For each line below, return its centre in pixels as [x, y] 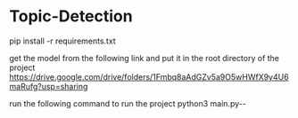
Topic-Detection [71, 16]
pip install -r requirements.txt [62, 41]
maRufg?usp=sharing [49, 86]
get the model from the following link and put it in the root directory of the [144, 58]
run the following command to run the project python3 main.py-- [128, 103]
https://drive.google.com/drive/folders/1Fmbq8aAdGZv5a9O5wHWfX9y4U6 [149, 76]
